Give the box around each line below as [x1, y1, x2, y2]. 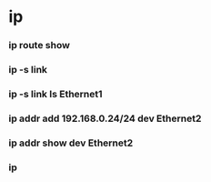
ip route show [8, 39, 70, 52]
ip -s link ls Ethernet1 [8, 87, 103, 100]
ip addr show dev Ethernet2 [8, 136, 134, 149]
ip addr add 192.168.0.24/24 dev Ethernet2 [8, 112, 202, 125]
